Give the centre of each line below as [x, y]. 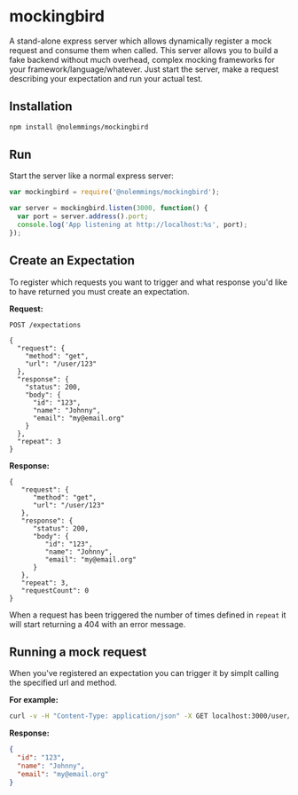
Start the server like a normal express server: [92, 176]
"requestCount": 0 [55, 590]
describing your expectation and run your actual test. [106, 78]
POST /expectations [45, 325]
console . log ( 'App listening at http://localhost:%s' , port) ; [133, 225]
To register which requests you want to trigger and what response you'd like [149, 282]
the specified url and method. [63, 683]
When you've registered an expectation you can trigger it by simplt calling [144, 673]
